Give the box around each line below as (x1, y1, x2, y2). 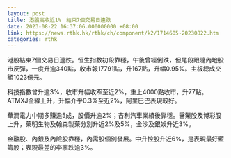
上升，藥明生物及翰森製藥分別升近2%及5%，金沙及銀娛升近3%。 (7, 120, 195, 128)
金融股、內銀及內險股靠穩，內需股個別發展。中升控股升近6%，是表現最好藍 (7, 134, 225, 143)
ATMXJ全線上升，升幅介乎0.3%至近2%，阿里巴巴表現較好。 (7, 96, 181, 105)
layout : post (7, 10, 45, 17)
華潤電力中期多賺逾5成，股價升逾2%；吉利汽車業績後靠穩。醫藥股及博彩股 (7, 112, 222, 120)
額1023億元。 (7, 73, 46, 82)
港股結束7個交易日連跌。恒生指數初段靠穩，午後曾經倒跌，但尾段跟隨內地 (7, 56, 218, 64)
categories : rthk (7, 36, 58, 43)
